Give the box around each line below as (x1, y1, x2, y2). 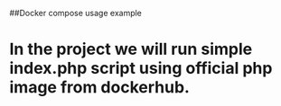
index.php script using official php (9, 58, 273, 79)
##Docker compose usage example (9, 8, 143, 18)
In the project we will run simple (9, 40, 253, 59)
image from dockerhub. (9, 77, 190, 98)
